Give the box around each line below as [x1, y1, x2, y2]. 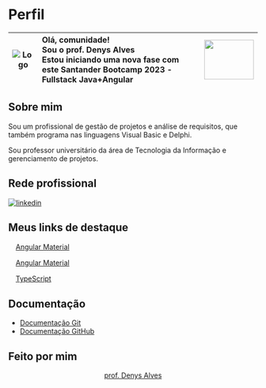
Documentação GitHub [19, 327, 95, 336]
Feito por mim [8, 349, 78, 363]
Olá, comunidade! [41, 34, 110, 45]
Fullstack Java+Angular [41, 74, 134, 85]
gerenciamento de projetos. [8, 153, 99, 163]
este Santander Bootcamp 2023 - [41, 63, 173, 75]
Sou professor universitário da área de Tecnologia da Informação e [8, 145, 227, 155]
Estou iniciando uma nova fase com [41, 54, 180, 65]
